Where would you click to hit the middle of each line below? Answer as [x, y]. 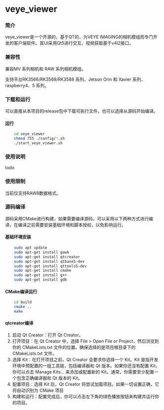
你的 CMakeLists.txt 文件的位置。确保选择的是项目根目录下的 [74, 347]
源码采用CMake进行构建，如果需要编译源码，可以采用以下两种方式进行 [77, 219]
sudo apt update [31, 248]
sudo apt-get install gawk [42, 252]
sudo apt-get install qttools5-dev [50, 266]
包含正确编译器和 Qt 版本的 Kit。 [49, 378]
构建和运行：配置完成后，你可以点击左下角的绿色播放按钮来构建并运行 [83, 397]
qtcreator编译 [19, 323]
